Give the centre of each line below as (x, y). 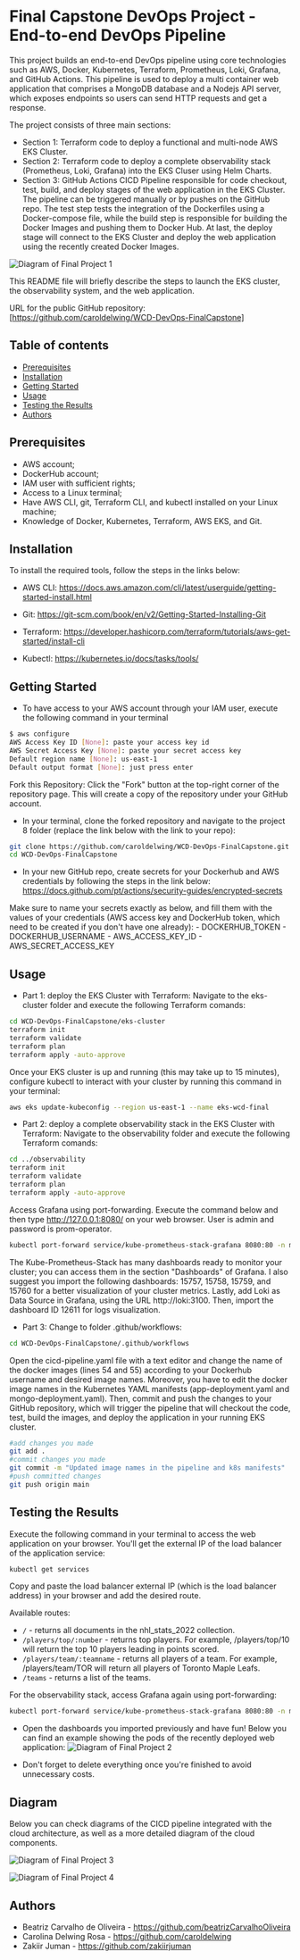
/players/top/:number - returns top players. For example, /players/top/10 (156, 1639)
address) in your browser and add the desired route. (105, 1596)
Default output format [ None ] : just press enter (101, 767)
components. (33, 1843)
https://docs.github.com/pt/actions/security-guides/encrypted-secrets (152, 891)
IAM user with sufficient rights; (79, 483)
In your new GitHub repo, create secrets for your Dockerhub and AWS (150, 872)
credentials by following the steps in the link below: (117, 881)
